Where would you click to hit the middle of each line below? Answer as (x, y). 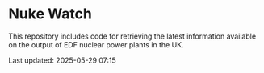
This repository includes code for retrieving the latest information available (132, 36)
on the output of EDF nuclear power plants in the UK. (96, 44)
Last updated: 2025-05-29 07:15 (63, 60)
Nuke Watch (50, 14)
